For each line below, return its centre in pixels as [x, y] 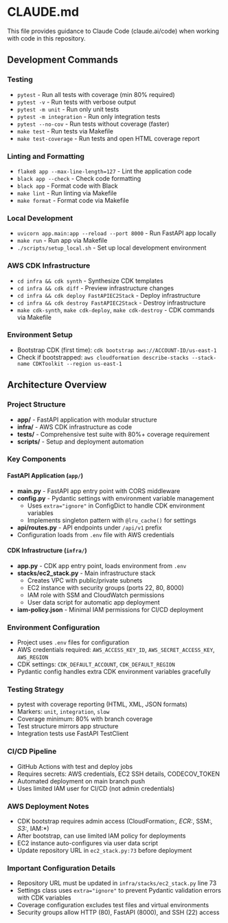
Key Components [37, 459]
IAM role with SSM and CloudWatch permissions [96, 595]
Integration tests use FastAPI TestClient [73, 734]
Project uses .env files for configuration [73, 642]
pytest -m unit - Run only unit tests [68, 109]
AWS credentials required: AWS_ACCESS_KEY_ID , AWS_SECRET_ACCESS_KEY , [116, 650]
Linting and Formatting [46, 156]
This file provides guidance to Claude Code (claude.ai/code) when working [113, 31]
